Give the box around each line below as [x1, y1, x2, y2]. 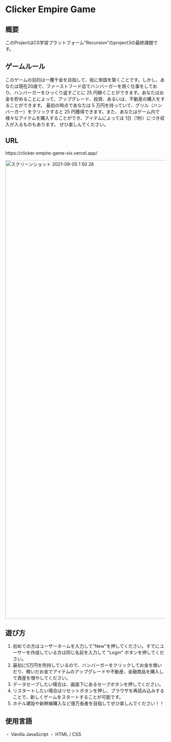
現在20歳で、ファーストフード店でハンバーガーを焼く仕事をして [18, 83, 153, 89]
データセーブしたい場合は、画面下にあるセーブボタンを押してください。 [12, 681, 164, 688]
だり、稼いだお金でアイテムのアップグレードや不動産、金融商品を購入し [12, 669, 164, 675]
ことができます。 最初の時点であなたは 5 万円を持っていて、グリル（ [9, 102, 154, 108]
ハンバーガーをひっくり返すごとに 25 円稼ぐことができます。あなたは [14, 89, 160, 95]
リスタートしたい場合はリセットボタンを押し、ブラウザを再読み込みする [12, 688, 164, 694]
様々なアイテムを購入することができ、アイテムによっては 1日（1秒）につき [5, 115, 160, 121]
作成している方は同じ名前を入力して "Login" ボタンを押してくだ [30, 649, 164, 655]
